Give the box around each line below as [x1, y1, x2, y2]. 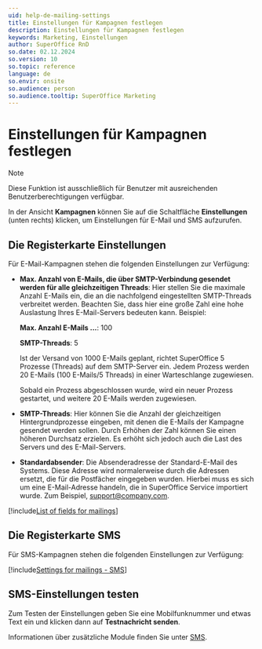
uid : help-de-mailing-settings [8, 11, 111, 20]
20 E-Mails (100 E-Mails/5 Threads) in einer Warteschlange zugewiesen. [19, 370, 254, 379]
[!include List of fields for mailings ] [8, 506, 118, 515]
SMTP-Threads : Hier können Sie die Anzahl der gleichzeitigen [19, 409, 221, 418]
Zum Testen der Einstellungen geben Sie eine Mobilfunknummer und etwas [8, 608, 251, 618]
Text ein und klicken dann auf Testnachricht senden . [8, 617, 180, 626]
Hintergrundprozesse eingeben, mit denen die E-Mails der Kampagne [19, 417, 245, 427]
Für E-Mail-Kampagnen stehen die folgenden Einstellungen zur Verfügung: [8, 259, 249, 268]
